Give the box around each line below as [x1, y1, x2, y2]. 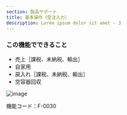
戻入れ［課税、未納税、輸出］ [14, 70, 88, 78]
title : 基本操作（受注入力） [6, 14, 70, 20]
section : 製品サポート [6, 8, 57, 15]
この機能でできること [6, 41, 67, 49]
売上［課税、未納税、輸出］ [14, 55, 83, 63]
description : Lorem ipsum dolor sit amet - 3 [6, 20, 121, 26]
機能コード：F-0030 [6, 102, 57, 110]
